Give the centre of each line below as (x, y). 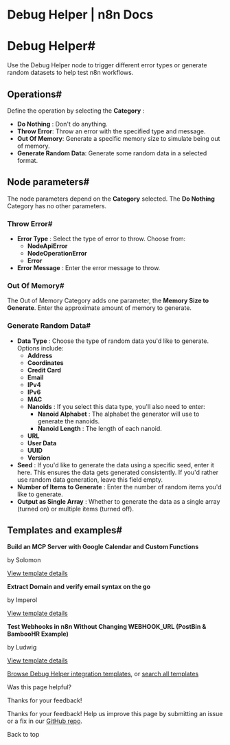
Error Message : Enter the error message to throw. (89, 268)
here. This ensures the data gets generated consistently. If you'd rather (117, 472)
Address (40, 355)
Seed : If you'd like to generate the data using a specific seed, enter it (115, 465)
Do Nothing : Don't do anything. (62, 124)
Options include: (40, 348)
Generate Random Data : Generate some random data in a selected (112, 153)
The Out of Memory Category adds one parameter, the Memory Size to (108, 301)
